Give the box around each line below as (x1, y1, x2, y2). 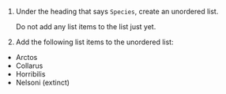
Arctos (15, 53, 38, 62)
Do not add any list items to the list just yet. (15, 22, 156, 31)
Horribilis (15, 70, 46, 78)
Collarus (15, 61, 43, 70)
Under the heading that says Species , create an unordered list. (15, 7, 219, 16)
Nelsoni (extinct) (15, 78, 70, 87)
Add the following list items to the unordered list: (15, 37, 174, 47)
